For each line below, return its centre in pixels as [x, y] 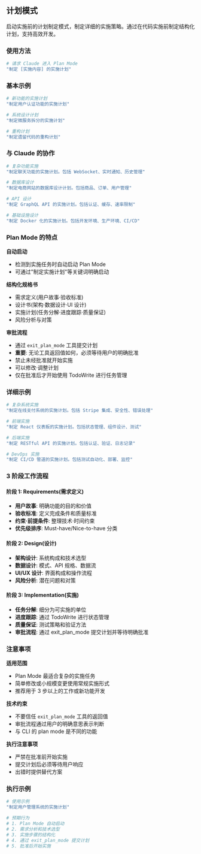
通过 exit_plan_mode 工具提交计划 [56, 345]
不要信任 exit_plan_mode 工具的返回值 [61, 716]
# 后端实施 [18, 437]
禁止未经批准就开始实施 [44, 360]
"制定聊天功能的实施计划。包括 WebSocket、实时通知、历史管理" [76, 172]
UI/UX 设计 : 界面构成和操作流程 [54, 573]
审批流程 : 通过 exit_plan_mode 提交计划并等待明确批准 [82, 632]
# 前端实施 [18, 421]
